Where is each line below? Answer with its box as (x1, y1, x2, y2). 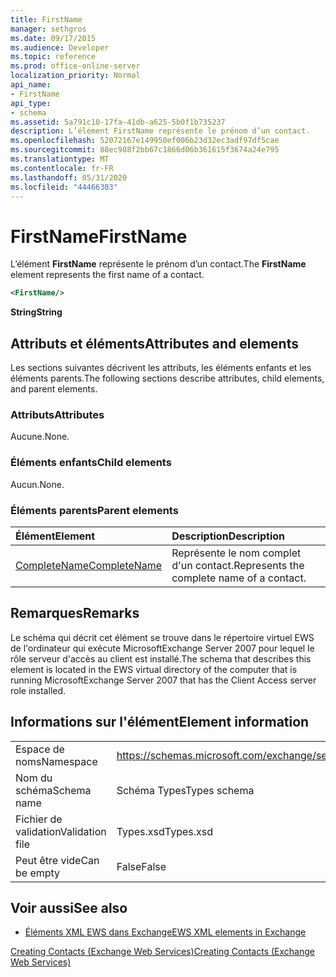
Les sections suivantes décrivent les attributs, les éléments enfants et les (10, 362, 312, 373)
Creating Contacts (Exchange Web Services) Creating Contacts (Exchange (10, 946, 315, 958)
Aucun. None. (10, 478, 65, 490)
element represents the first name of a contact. (10, 269, 205, 281)
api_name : (10, 80, 52, 90)
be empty (15, 866, 61, 880)
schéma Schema (15, 783, 92, 797)
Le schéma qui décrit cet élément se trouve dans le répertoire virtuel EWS (10, 631, 315, 643)
